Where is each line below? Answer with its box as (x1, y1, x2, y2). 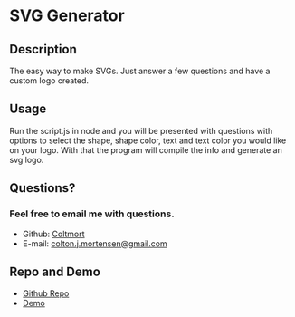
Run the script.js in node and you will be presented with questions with (9, 125, 273, 136)
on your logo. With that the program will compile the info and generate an (9, 144, 282, 155)
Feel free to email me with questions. (9, 207, 175, 220)
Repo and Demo (9, 264, 101, 279)
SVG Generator (9, 5, 125, 26)
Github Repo (22, 288, 70, 299)
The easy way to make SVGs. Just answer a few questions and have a (9, 65, 271, 76)
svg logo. (9, 154, 44, 165)
